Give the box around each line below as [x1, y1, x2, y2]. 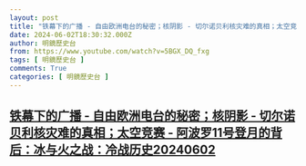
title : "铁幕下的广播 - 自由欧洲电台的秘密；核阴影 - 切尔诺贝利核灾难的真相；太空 [9, 22, 291, 31]
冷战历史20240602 [104, 142, 216, 158]
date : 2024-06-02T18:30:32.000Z [9, 30, 132, 39]
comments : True [9, 64, 67, 73]
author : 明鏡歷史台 [9, 38, 76, 48]
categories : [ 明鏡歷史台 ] [9, 73, 109, 82]
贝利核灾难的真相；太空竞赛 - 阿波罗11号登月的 [9, 125, 270, 141]
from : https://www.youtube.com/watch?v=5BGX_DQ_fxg [9, 47, 209, 56]
